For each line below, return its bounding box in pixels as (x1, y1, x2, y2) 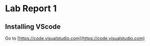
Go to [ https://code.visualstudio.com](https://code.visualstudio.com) (5, 35, 145, 41)
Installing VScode (5, 23, 61, 31)
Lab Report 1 (5, 3, 57, 14)
